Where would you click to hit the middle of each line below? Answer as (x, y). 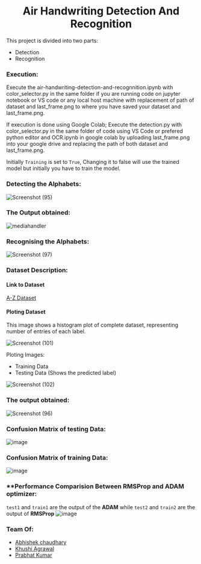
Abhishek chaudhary (41, 542)
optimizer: (22, 494)
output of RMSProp (30, 513)
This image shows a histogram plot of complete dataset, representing (92, 325)
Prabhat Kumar (33, 555)
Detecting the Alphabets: (44, 184)
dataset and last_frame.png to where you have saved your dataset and (94, 107)
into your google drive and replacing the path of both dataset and (87, 144)
